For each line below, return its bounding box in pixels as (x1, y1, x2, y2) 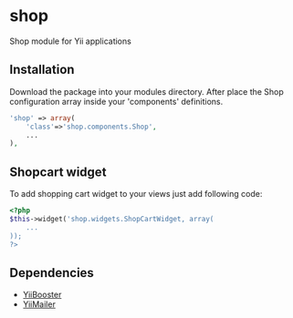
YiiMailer (22, 299, 57, 310)
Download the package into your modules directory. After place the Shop (9, 86, 285, 97)
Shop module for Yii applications (9, 36, 132, 46)
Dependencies (9, 265, 94, 281)
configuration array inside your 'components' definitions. (9, 96, 224, 107)
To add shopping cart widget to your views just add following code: (9, 189, 263, 200)
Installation (9, 62, 75, 77)
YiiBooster (22, 289, 62, 301)
